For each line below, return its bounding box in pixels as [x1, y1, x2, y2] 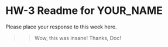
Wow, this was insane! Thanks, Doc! [34, 34, 121, 41]
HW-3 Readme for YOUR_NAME [5, 4, 163, 17]
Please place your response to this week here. [5, 23, 117, 30]
